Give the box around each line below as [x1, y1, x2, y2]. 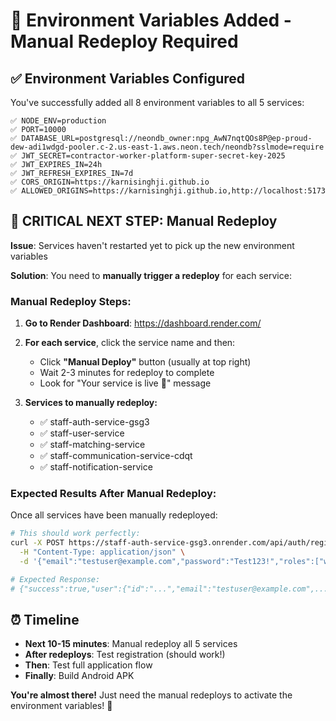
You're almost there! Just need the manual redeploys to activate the [10, 689, 293, 701]
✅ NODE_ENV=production [10, 116, 107, 126]
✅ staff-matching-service [39, 439, 146, 451]
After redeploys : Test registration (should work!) [24, 649, 226, 661]
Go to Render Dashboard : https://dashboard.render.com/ [24, 317, 262, 329]
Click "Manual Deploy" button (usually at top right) [39, 356, 252, 368]
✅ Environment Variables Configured [10, 70, 246, 87]
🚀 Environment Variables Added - [10, 9, 292, 32]
